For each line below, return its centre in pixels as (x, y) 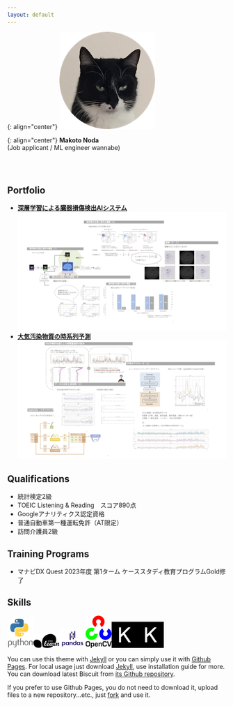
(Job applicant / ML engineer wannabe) (64, 147)
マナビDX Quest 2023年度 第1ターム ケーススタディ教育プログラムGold (119, 571)
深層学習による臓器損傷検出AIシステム (72, 208)
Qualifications (39, 479)
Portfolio (26, 191)
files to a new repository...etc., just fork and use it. (79, 695)
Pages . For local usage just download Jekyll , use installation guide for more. (116, 666)
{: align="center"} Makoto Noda (53, 140)
